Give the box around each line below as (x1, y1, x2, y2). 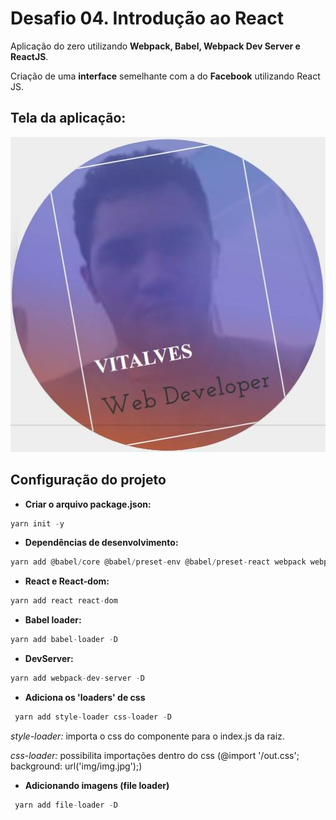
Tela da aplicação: (10, 110, 127, 127)
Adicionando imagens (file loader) (24, 779, 170, 791)
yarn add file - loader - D (14, 800, 118, 810)
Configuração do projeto (10, 472, 167, 489)
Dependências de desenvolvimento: (24, 537, 179, 549)
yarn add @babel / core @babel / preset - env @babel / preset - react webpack (10, 557, 307, 567)
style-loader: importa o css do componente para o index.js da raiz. (10, 730, 285, 742)
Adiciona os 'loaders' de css (24, 691, 146, 703)
